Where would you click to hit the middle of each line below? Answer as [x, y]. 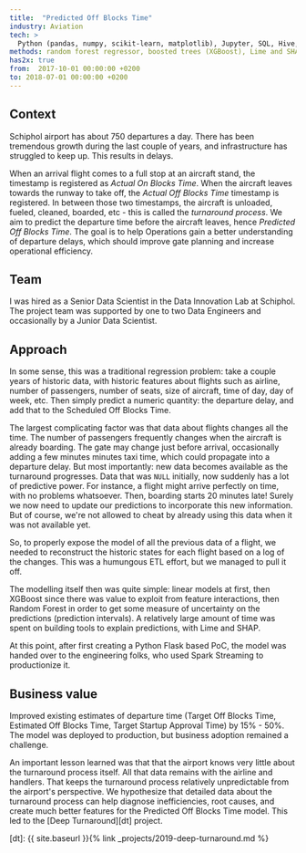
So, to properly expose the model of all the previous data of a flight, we [143, 543]
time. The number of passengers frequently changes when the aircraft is [146, 438]
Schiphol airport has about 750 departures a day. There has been [132, 136]
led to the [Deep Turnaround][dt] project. [86, 821]
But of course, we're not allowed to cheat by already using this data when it [151, 515]
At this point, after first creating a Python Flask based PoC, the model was [148, 646]
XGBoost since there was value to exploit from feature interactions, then [144, 599]
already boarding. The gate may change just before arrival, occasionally [144, 447]
